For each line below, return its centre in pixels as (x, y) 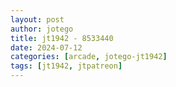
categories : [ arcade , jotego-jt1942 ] (89, 57)
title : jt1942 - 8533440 (62, 38)
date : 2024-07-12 (46, 47)
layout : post (37, 19)
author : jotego (42, 29)
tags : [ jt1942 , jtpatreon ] (66, 66)
